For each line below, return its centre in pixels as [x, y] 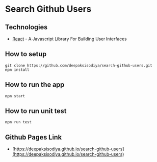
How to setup [26, 54]
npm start [15, 96]
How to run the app [35, 85]
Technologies [26, 27]
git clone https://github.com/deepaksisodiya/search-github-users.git [79, 65]
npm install [17, 69]
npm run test [18, 122]
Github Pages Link [34, 137]
